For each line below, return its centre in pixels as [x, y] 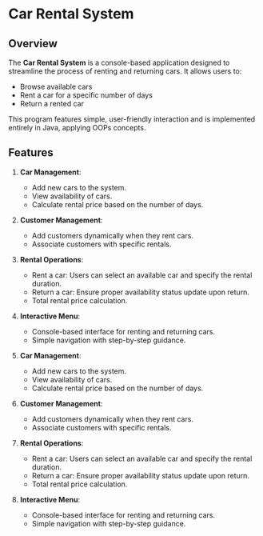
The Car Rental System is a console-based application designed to [119, 62]
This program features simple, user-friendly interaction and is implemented [132, 119]
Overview [33, 44]
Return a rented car [52, 104]
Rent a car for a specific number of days [86, 95]
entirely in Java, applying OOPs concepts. [77, 128]
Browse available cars [56, 86]
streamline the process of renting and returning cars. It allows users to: [125, 71]
